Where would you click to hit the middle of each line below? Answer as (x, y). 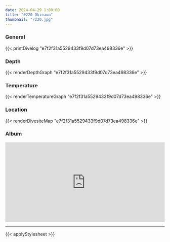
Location (16, 110)
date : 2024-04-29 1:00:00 (32, 10)
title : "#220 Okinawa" (29, 15)
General (15, 37)
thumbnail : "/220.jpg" (29, 19)
